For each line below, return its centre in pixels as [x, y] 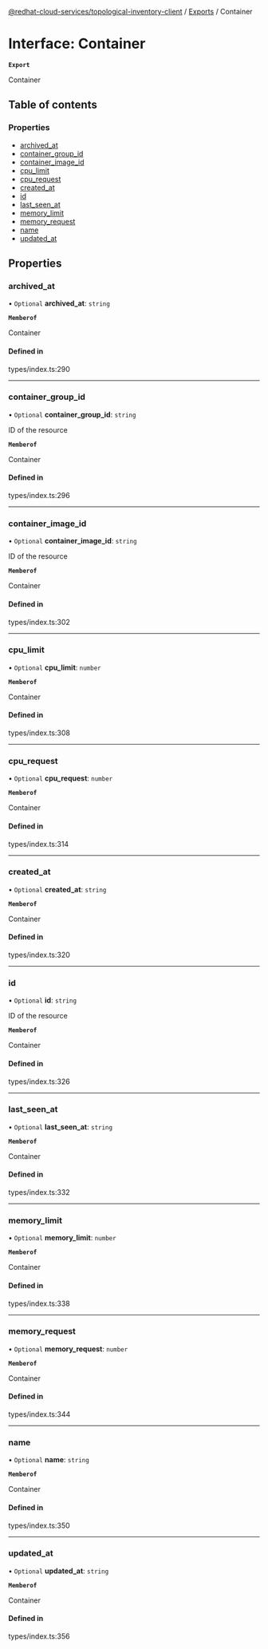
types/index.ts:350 [39, 1525]
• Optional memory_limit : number [63, 1238]
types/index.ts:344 [39, 1414]
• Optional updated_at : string [59, 1571]
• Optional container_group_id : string [72, 414]
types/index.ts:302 [39, 622]
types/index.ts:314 [39, 844]
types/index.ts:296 [39, 496]
